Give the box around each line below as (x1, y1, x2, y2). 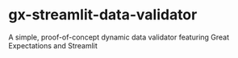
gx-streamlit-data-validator (8, 6, 198, 24)
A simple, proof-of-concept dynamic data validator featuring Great (8, 32, 230, 42)
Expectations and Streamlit (8, 40, 98, 50)
